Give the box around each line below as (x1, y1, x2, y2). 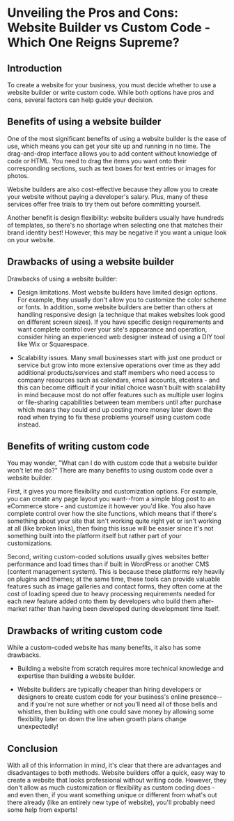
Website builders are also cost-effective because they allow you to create (7, 185, 219, 193)
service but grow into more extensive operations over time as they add (17, 361, 221, 369)
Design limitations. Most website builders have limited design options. (17, 288, 218, 296)
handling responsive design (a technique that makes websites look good (17, 310, 225, 318)
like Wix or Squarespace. (17, 340, 89, 348)
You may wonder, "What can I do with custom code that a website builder (7, 459, 218, 467)
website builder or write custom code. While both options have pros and (7, 89, 214, 96)
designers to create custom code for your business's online (17, 693, 189, 701)
